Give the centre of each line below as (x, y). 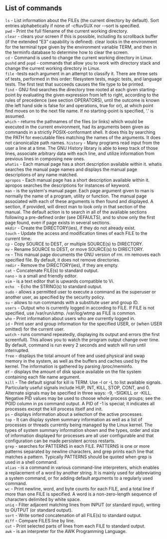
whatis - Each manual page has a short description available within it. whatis (83, 164)
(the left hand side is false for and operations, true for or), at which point (79, 105)
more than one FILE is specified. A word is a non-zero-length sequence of (81, 494)
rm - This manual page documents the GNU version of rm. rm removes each (83, 254)
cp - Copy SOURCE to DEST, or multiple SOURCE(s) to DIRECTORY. (74, 244)
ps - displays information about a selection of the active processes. (74, 414)
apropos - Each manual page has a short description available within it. (77, 180)
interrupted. (17, 350)
